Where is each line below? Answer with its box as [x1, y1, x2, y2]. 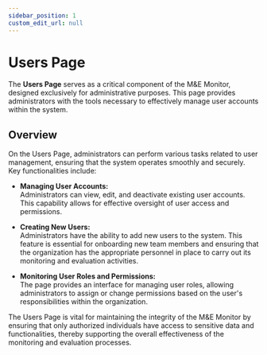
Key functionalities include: [8, 166, 97, 176]
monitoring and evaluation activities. [19, 256, 139, 266]
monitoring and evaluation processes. [8, 337, 132, 347]
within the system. [8, 105, 68, 115]
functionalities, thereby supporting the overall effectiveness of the [8, 330, 225, 339]
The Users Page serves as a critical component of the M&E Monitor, [8, 80, 231, 89]
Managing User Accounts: [19, 181, 109, 191]
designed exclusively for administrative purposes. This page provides [8, 88, 236, 98]
